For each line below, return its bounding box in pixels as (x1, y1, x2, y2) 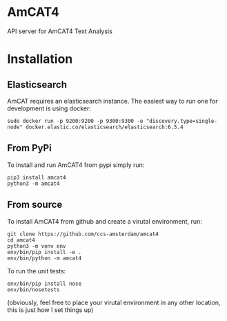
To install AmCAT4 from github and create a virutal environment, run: (7, 217, 202, 225)
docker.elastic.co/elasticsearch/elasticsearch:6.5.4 (25, 124, 184, 130)
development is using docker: (7, 104, 92, 113)
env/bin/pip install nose (7, 280, 81, 287)
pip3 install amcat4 (7, 174, 67, 181)
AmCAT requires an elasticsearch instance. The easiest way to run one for (7, 97, 218, 105)
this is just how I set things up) (7, 305, 94, 314)
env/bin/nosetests (7, 286, 60, 293)
